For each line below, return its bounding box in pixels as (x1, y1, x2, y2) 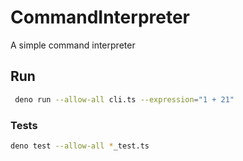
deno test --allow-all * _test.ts (10, 141, 150, 151)
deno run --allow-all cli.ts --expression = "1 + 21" (14, 94, 235, 105)
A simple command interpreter (10, 39, 136, 51)
